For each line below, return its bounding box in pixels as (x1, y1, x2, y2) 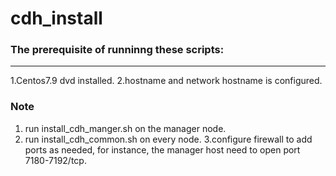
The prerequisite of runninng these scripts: (10, 43, 225, 57)
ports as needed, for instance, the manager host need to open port (24, 143, 301, 156)
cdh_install (10, 7, 103, 30)
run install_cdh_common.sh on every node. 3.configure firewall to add (24, 133, 313, 145)
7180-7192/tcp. (24, 154, 87, 166)
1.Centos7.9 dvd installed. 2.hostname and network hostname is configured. (10, 75, 323, 87)
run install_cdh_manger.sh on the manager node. (24, 122, 227, 134)
